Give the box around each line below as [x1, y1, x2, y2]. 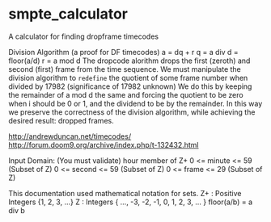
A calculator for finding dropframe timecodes [8, 31, 159, 41]
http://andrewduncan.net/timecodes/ [8, 131, 132, 141]
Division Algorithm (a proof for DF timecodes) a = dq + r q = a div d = [8, 47, 239, 57]
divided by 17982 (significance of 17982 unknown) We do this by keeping [8, 82, 252, 91]
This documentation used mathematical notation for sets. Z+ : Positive [8, 188, 242, 198]
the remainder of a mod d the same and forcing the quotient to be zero [8, 90, 244, 99]
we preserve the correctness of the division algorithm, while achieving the [8, 107, 256, 117]
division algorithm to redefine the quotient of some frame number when [8, 73, 248, 82]
